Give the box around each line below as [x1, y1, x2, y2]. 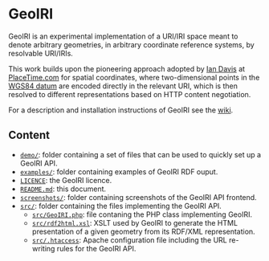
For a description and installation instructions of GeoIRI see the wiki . [8, 105, 234, 115]
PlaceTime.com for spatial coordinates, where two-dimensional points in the [8, 72, 260, 82]
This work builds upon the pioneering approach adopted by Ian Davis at [8, 63, 246, 73]
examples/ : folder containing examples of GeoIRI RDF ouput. [19, 166, 218, 177]
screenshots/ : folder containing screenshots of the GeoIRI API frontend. [19, 192, 257, 202]
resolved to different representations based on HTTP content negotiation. [8, 89, 251, 99]
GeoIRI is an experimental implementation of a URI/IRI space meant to [8, 31, 238, 41]
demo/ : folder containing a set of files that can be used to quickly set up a [19, 149, 262, 159]
